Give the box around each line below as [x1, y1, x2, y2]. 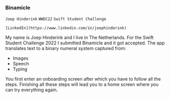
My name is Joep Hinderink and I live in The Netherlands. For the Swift [5, 35, 154, 41]
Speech [12, 61, 29, 67]
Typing [12, 66, 28, 72]
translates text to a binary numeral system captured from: [5, 45, 127, 52]
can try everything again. [5, 87, 58, 93]
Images [12, 55, 29, 61]
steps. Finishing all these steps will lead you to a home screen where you [5, 81, 159, 88]
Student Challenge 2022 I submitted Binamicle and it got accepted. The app [5, 40, 165, 46]
